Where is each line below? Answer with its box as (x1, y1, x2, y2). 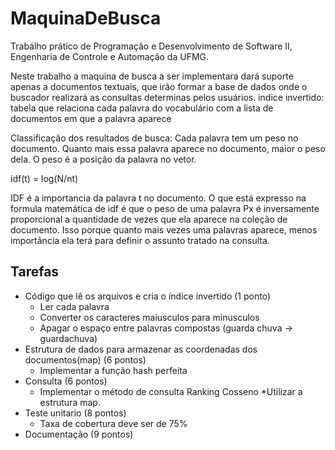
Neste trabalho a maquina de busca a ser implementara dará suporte (10, 70, 294, 82)
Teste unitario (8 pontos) (24, 407, 127, 419)
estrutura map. (39, 396, 101, 408)
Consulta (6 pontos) (24, 375, 108, 387)
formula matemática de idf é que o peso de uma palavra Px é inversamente (10, 202, 320, 214)
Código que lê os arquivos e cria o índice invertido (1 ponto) (24, 290, 272, 302)
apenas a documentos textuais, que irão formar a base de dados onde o (10, 80, 308, 92)
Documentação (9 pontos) (24, 428, 134, 440)
